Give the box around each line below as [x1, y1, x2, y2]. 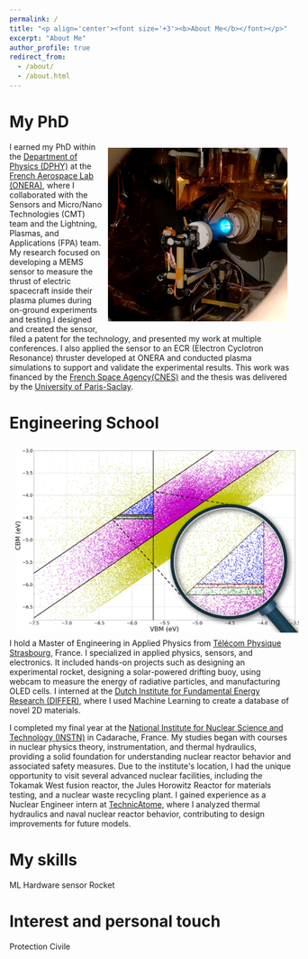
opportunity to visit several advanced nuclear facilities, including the [9, 770, 263, 781]
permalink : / [9, 14, 59, 23]
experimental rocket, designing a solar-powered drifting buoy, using [9, 667, 261, 678]
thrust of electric [9, 275, 71, 286]
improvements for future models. [9, 818, 131, 829]
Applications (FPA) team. [9, 237, 102, 248]
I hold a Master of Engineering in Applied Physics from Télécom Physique [9, 638, 282, 649]
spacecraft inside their [9, 285, 93, 296]
